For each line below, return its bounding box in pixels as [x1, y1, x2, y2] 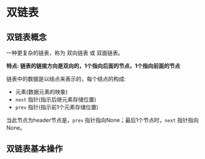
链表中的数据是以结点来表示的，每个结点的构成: [6, 75, 127, 83]
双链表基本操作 [6, 144, 63, 154]
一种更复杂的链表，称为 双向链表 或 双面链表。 [6, 50, 124, 56]
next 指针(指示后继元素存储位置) [15, 96, 97, 103]
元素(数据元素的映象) [15, 88, 69, 95]
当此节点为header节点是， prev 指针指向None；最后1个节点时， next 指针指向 [6, 117, 199, 124]
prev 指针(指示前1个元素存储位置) [15, 103, 99, 111]
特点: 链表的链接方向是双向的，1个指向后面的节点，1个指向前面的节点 [6, 62, 181, 69]
